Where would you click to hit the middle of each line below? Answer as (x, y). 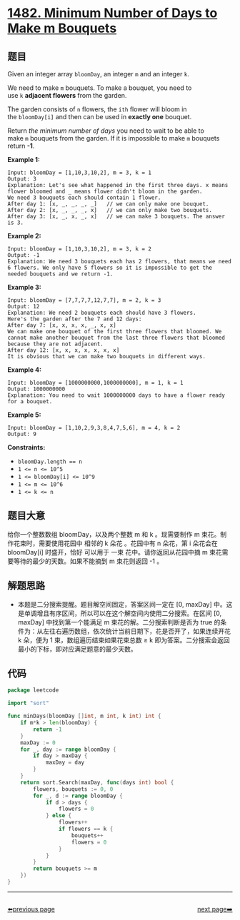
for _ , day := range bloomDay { (68, 749)
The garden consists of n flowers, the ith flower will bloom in (97, 109)
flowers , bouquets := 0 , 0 (73, 789)
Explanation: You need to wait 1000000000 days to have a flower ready (116, 395)
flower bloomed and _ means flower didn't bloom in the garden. (105, 191)
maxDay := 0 (38, 743)
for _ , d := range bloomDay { (78, 796)
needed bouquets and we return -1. (60, 274)
